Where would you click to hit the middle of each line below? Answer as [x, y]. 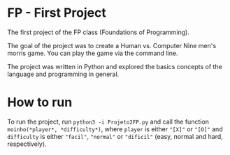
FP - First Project [57, 13]
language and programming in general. [63, 74]
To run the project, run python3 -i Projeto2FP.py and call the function [108, 121]
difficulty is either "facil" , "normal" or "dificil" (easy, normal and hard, [115, 136]
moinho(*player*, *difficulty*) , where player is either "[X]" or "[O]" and [115, 129]
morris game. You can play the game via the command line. [93, 53]
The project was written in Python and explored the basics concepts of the [115, 66]
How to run [40, 102]
